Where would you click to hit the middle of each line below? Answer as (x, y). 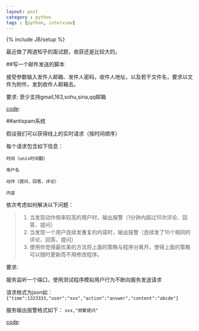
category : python (29, 17)
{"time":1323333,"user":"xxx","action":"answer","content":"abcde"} (92, 298)
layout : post (22, 12)
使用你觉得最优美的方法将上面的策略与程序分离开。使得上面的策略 (110, 247)
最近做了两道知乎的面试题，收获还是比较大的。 (63, 52)
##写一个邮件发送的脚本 (36, 64)
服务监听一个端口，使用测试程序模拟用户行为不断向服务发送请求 (84, 280)
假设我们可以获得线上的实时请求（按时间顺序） (63, 133)
